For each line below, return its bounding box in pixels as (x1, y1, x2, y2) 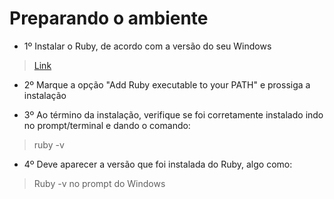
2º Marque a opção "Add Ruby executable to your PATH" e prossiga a (23, 78, 311, 91)
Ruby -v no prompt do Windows (33, 177, 166, 189)
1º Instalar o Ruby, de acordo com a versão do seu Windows (23, 40, 272, 52)
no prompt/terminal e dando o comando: (23, 119, 191, 131)
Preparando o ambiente (9, 7, 209, 30)
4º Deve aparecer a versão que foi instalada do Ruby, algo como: (23, 158, 293, 170)
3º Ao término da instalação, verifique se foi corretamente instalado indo (23, 108, 324, 121)
